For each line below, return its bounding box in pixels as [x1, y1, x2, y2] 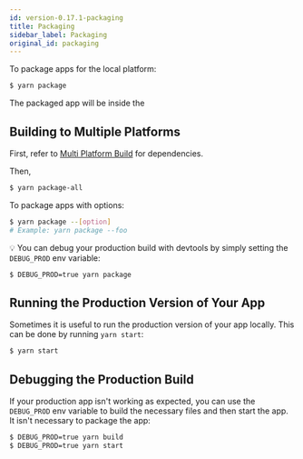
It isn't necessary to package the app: [9, 414, 151, 425]
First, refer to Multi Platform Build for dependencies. [9, 147, 204, 159]
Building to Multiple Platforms [9, 124, 181, 139]
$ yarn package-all [9, 183, 83, 192]
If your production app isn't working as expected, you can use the [9, 395, 256, 406]
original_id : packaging [9, 38, 100, 48]
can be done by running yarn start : [9, 329, 144, 340]
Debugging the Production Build [9, 372, 194, 387]
